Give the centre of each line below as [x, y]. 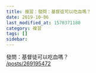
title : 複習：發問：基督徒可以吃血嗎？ [49, 12]
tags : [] [17, 34]
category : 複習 [24, 28]
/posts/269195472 [29, 64]
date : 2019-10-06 [28, 17]
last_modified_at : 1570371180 [44, 23]
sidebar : [17, 39]
